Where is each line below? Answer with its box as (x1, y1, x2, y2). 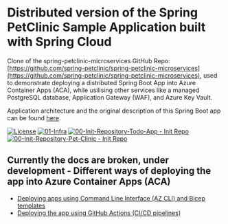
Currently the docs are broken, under (7, 155, 170, 166)
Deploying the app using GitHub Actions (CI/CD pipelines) (16, 208, 181, 217)
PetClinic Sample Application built (7, 19, 206, 35)
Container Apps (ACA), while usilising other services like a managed (7, 86, 200, 94)
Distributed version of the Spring (7, 5, 198, 21)
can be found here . (7, 113, 61, 122)
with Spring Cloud (7, 34, 112, 49)
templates (16, 201, 46, 210)
